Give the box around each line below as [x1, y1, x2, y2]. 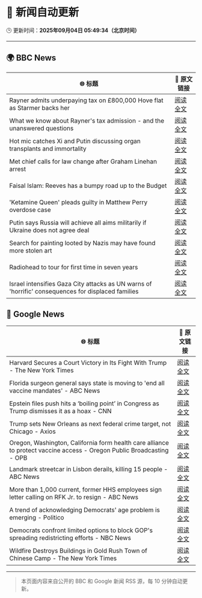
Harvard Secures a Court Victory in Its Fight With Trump [9, 358, 167, 367]
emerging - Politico [9, 513, 64, 521]
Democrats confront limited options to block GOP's [9, 526, 153, 535]
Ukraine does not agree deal [9, 226, 90, 234]
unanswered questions [9, 124, 74, 132]
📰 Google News [6, 309, 65, 320]
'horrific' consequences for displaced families [9, 287, 139, 295]
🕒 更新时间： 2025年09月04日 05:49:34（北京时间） [6, 27, 140, 34]
